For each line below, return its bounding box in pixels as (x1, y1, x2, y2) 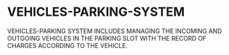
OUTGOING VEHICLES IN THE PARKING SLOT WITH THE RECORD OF (7, 34, 207, 42)
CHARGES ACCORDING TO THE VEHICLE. (7, 41, 128, 49)
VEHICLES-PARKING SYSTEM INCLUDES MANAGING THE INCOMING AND (7, 27, 222, 35)
